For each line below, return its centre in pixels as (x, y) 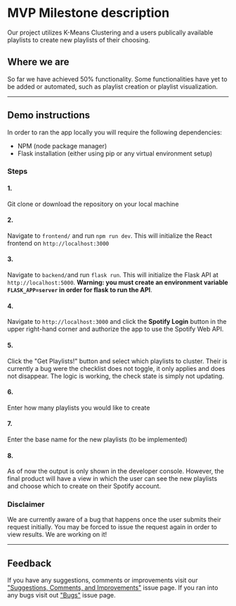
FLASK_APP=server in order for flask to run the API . (80, 290)
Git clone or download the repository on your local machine (93, 204)
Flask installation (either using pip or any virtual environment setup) (115, 153)
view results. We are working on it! (57, 535)
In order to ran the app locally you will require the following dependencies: (115, 132)
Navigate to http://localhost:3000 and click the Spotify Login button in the (117, 322)
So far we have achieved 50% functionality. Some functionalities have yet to (117, 79)
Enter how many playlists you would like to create (79, 408)
